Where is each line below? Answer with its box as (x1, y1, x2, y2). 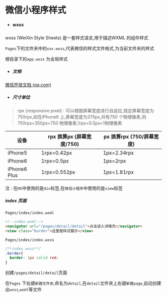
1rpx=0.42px (41, 149, 72, 156)
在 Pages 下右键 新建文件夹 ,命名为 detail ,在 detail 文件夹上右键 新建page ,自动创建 (5, 280, 162, 287)
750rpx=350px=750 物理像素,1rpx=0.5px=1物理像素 (17, 120, 122, 126)
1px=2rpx (102, 157, 126, 164)
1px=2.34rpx (102, 149, 134, 156)
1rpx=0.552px (41, 169, 76, 176)
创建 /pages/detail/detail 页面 (5, 270, 68, 276)
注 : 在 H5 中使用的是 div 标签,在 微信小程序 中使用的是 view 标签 (5, 185, 123, 191)
